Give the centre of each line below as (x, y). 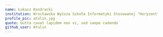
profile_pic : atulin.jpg (30, 18)
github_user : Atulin (26, 27)
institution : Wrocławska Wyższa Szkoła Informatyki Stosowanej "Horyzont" (82, 14)
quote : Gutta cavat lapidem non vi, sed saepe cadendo (62, 23)
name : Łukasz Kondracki (29, 9)
